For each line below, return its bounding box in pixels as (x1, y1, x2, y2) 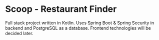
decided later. (5, 30, 33, 36)
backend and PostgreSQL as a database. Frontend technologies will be (5, 25, 151, 31)
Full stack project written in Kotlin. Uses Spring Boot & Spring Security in (5, 20, 154, 26)
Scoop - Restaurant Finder (5, 3, 117, 15)
